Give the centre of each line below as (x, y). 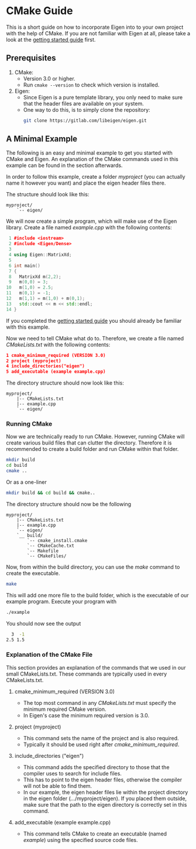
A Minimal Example (42, 139)
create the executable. (33, 573)
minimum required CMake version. (65, 709)
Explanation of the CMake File (49, 655)
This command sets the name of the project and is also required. (101, 738)
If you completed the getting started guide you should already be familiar (94, 320)
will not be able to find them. (58, 786)
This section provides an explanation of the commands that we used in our (96, 667)
